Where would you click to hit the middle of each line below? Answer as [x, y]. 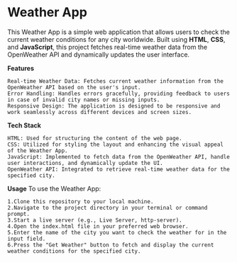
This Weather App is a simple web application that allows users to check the [119, 32]
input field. [27, 239]
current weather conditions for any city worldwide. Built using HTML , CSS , [116, 39]
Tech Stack [24, 125]
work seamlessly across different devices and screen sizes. [100, 112]
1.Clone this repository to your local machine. [81, 201]
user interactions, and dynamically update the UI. [85, 163]
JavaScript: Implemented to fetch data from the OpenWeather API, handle [119, 156]
